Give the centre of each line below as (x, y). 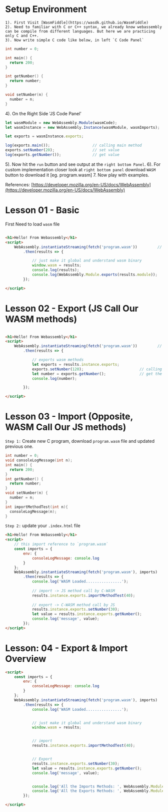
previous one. (19, 446)
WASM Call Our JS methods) (66, 427)
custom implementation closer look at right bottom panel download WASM (80, 169)
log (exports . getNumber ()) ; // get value (62, 155)
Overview (26, 658)
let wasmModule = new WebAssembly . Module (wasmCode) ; (61, 123)
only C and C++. (22, 36)
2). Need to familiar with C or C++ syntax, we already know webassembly (84, 27)
